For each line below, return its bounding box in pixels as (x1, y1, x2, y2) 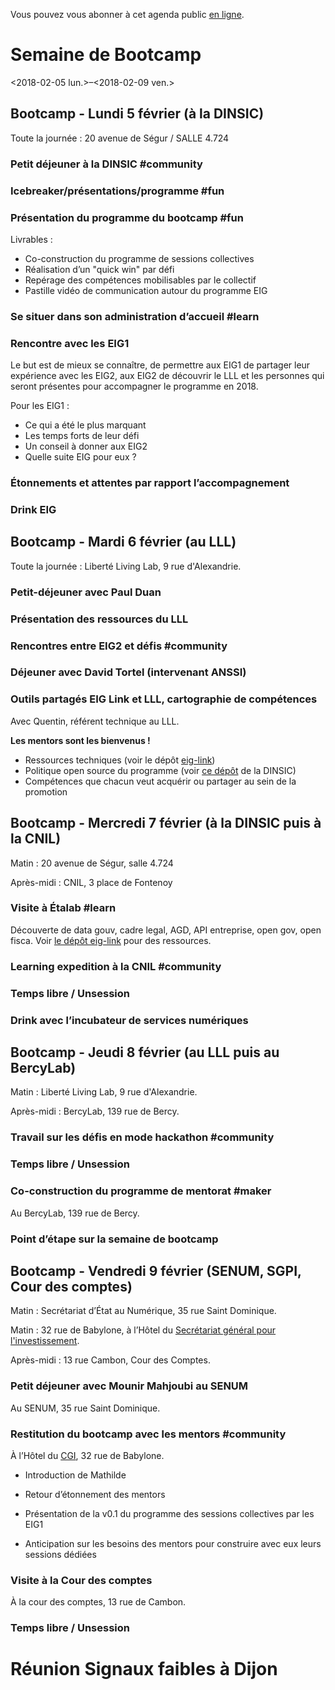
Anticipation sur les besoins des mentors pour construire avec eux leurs (24, 1537, 322, 1549)
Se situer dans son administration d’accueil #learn (10, 309, 260, 323)
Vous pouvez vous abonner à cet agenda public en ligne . (10, 9, 245, 20)
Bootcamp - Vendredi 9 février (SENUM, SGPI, (10, 1262, 302, 1279)
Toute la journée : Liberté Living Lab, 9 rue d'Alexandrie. (10, 560, 242, 572)
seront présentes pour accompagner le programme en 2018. (10, 380, 259, 393)
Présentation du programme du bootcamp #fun (10, 210, 244, 224)
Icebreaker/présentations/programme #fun (10, 184, 225, 198)
